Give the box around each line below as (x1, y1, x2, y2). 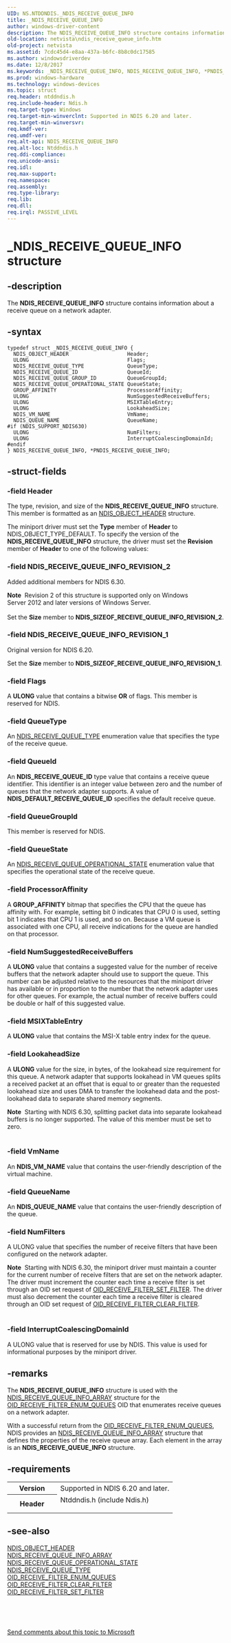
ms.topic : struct (7, 87, 57, 94)
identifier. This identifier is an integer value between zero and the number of (7, 780, 223, 788)
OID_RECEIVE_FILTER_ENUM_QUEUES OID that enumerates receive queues (7, 1400, 221, 1409)
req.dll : (7, 203, 32, 210)
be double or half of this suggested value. (7, 999, 126, 1007)
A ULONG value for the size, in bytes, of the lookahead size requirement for (7, 1065, 221, 1073)
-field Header (7, 486, 53, 496)
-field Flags (7, 676, 47, 686)
